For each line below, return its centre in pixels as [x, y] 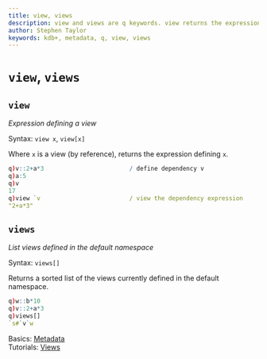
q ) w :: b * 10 [25, 301]
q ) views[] [25, 316]
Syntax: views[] [34, 263]
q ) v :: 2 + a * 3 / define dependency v [106, 169]
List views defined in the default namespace [81, 248]
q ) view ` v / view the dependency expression [126, 198]
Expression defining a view [52, 123]
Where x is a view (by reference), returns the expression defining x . [118, 154]
